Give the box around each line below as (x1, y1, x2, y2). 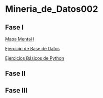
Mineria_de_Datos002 (5, 3, 98, 15)
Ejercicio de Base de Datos (5, 46, 60, 51)
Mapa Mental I (5, 36, 35, 42)
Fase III (5, 86, 28, 95)
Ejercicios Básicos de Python (5, 55, 64, 61)
